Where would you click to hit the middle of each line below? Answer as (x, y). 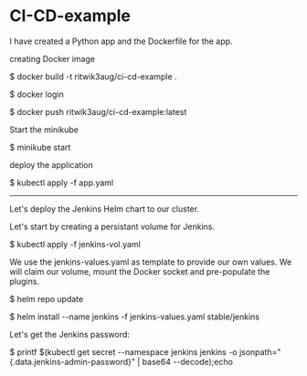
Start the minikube (44, 130)
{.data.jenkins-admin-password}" (72, 361)
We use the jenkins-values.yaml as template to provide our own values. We (151, 262)
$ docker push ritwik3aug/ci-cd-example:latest (98, 111)
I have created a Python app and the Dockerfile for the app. (121, 41)
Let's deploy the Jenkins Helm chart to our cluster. (104, 209)
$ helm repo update (47, 298)
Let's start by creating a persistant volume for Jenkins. (112, 226)
